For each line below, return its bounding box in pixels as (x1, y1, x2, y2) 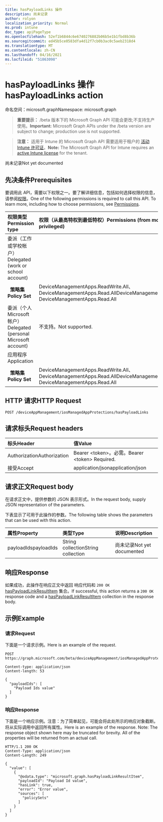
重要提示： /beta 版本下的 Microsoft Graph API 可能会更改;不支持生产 (16, 117, 155, 123)
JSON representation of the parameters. (5, 502, 85, 508)
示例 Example (5, 614, 45, 623)
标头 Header (7, 440, 35, 447)
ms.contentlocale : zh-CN (5, 48, 55, 53)
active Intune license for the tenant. (16, 150, 88, 156)
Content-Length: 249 (5, 753, 47, 758)
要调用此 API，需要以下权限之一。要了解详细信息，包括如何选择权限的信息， (5, 190, 158, 195)
